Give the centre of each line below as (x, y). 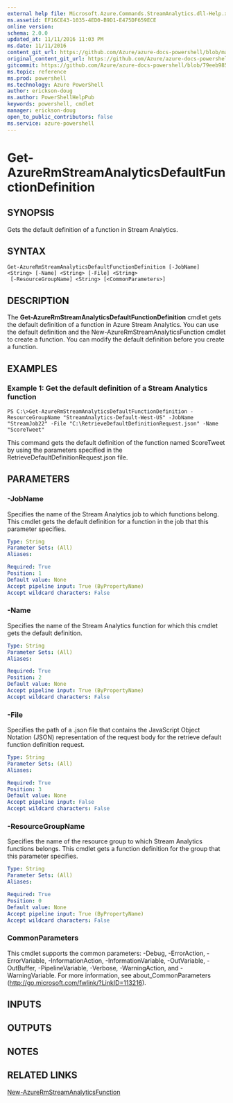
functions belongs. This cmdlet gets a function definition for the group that (114, 849)
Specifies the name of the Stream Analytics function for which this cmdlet (113, 625)
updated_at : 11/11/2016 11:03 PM (55, 40)
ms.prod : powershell (37, 78)
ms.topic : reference (37, 71)
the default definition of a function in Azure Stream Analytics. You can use (113, 325)
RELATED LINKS (42, 1076)
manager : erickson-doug (42, 110)
